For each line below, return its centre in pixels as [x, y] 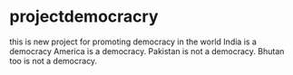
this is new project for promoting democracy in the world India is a [133, 42]
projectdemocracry [84, 17]
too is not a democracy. [54, 61]
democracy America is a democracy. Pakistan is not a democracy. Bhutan [147, 51]
